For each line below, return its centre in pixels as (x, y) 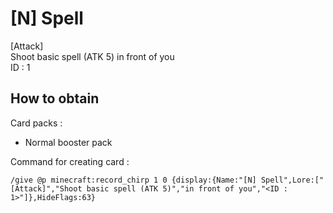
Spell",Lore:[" (292, 180)
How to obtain (55, 98)
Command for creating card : (70, 161)
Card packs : (36, 123)
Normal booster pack (68, 142)
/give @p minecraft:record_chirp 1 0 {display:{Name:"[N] (133, 180)
